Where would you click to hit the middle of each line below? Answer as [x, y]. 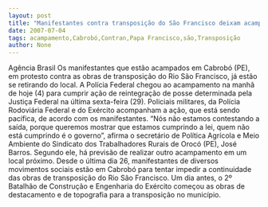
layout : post [30, 16]
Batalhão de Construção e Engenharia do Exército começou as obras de [127, 186]
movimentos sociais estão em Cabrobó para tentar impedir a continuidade [130, 170]
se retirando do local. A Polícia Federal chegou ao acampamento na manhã [132, 85]
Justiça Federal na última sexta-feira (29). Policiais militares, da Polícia [124, 102]
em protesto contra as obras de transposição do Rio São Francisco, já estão [133, 76]
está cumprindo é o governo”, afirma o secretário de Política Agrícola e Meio [134, 135]
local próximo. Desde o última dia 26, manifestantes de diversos [114, 161]
